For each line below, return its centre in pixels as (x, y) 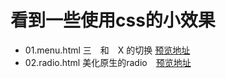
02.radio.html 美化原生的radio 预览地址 (108, 62)
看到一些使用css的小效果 (113, 20)
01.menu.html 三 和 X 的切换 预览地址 (107, 50)
